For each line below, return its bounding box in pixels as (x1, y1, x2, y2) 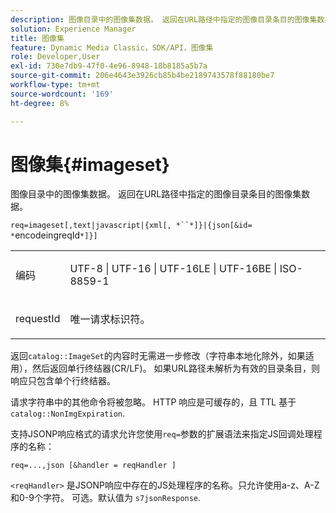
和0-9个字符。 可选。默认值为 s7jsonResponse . (10, 492, 202, 504)
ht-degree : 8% (10, 98, 70, 108)
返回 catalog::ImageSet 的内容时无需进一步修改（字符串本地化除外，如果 (10, 350, 306, 362)
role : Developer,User (10, 52, 101, 62)
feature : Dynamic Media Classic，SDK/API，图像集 (10, 42, 214, 53)
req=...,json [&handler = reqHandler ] (10, 461, 177, 471)
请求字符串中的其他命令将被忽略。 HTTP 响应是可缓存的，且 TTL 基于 (10, 396, 297, 408)
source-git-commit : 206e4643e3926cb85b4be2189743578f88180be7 (10, 71, 275, 81)
